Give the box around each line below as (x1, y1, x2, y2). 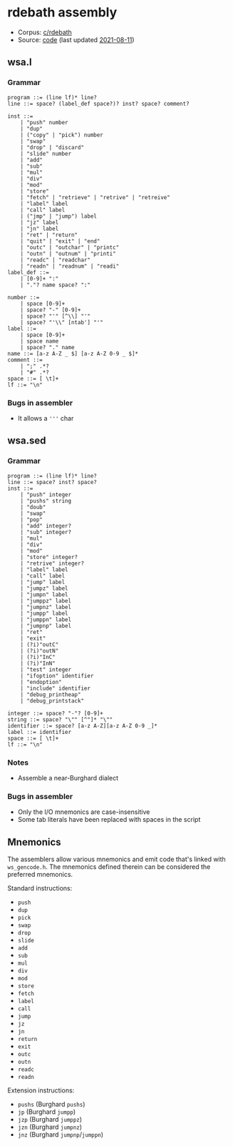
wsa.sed (7, 435, 46, 447)
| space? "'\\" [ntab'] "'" (20, 318, 103, 326)
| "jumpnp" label (20, 622, 72, 629)
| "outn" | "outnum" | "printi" (20, 250, 116, 257)
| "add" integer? (20, 522, 72, 529)
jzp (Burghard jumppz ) (17, 1115, 83, 1124)
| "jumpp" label (20, 610, 69, 617)
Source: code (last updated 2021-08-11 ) (17, 35, 135, 44)
